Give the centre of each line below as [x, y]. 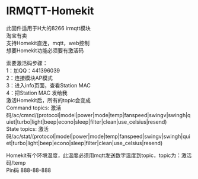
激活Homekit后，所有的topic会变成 [48, 100]
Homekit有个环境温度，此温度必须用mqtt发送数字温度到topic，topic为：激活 [99, 155]
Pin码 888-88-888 [29, 170]
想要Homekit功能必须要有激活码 [45, 50]
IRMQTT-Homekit [50, 11]
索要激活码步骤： [27, 63]
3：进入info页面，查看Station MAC [48, 85]
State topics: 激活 [28, 128]
